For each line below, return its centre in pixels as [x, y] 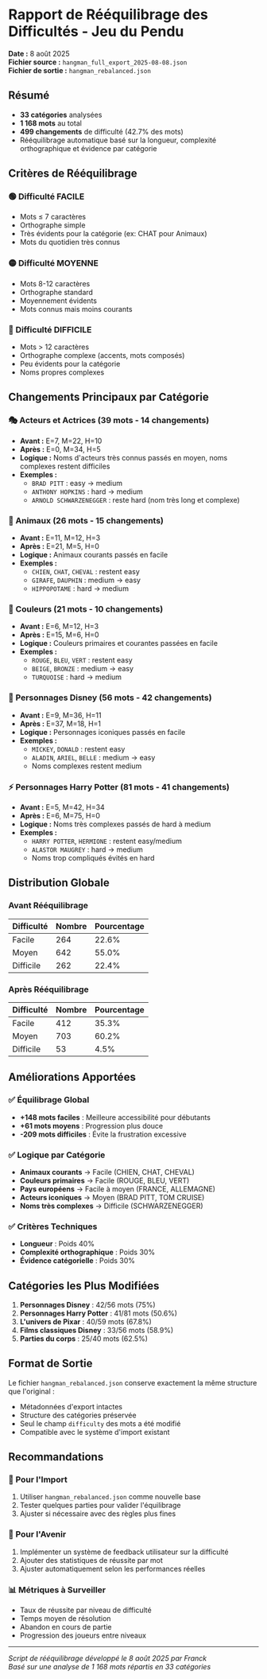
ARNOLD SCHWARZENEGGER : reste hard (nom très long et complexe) [135, 499]
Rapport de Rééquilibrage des [108, 15]
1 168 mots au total [50, 123]
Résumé [29, 96]
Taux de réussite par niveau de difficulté [86, 1610]
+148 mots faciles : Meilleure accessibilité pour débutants [115, 1117]
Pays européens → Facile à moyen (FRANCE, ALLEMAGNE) [118, 1189]
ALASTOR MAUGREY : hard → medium [87, 849]
